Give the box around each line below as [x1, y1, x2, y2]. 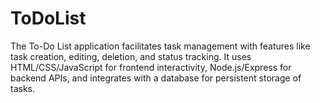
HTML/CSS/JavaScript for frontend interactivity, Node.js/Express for [10, 61, 292, 73]
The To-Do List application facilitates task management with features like [10, 40, 311, 52]
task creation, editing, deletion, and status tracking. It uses [10, 50, 252, 62]
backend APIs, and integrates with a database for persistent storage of [10, 72, 302, 84]
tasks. [10, 82, 36, 94]
